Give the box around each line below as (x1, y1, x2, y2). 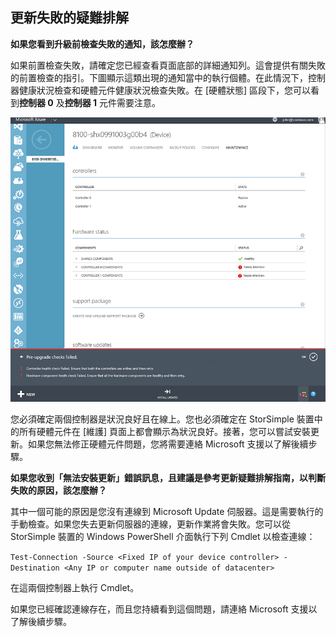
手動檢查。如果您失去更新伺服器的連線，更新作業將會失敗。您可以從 (10, 518, 291, 530)
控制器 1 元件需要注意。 (64, 96, 161, 108)
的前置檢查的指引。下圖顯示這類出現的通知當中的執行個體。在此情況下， (10, 71, 308, 83)
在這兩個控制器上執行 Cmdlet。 (10, 581, 140, 593)
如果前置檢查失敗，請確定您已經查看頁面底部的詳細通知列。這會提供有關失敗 (10, 59, 326, 71)
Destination (10, 563, 60, 573)
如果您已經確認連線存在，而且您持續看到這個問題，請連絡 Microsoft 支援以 (10, 603, 318, 615)
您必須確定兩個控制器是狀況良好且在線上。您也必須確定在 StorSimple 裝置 (10, 413, 315, 425)
